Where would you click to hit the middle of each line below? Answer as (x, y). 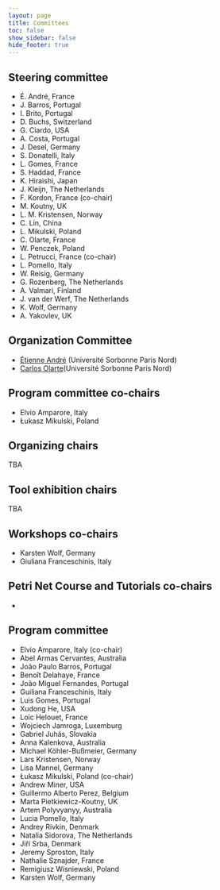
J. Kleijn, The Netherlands (62, 189)
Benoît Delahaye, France (60, 675)
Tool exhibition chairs (63, 489)
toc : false (26, 30)
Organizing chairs (54, 445)
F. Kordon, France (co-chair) (66, 197)
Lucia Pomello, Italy (52, 818)
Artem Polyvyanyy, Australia (66, 810)
